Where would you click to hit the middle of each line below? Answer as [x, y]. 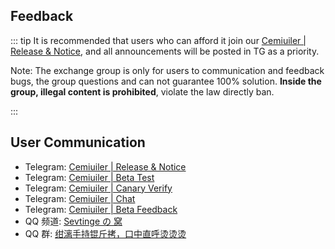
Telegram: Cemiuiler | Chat [80, 198]
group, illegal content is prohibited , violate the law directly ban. [142, 91]
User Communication [78, 142]
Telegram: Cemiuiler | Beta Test [89, 177]
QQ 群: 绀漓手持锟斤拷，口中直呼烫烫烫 [105, 233]
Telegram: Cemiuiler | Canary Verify [98, 188]
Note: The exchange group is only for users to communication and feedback [167, 70]
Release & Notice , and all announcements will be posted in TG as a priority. [165, 51]
